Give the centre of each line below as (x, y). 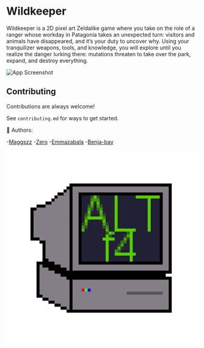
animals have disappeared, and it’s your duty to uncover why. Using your (98, 41)
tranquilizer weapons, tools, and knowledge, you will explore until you (94, 48)
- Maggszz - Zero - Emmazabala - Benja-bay (60, 142)
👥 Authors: (20, 130)
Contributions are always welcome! (51, 106)
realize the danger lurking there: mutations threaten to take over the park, (99, 54)
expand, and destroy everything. (47, 60)
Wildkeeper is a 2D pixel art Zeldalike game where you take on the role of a (101, 28)
